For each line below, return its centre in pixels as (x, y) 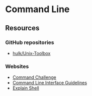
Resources (22, 28)
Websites (17, 66)
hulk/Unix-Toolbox (31, 53)
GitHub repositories (30, 42)
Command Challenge (34, 77)
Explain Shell (26, 88)
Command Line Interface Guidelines (50, 83)
